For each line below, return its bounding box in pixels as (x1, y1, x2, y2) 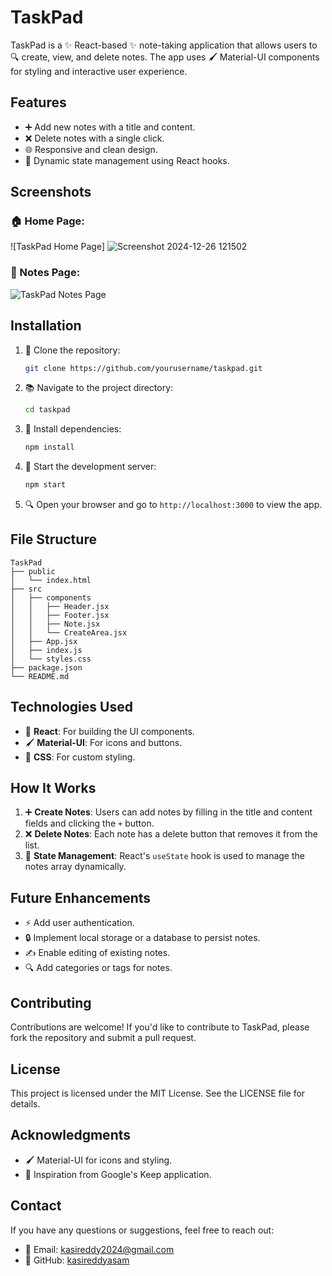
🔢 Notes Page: (10, 266, 81, 280)
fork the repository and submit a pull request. (10, 1032, 197, 1044)
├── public (10, 566, 56, 576)
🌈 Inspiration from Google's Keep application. (24, 1168, 212, 1180)
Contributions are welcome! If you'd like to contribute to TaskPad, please (10, 1021, 310, 1033)
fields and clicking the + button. (24, 817, 155, 830)
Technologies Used (10, 699, 133, 716)
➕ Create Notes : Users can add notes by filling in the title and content (24, 806, 313, 818)
